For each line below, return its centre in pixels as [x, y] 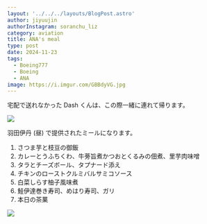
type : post [23, 46]
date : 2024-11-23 [32, 53]
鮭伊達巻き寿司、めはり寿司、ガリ [66, 191]
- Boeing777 [31, 65]
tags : [15, 59]
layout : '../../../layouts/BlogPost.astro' [71, 14]
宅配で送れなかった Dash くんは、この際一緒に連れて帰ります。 [98, 105]
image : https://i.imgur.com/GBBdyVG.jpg [67, 85]
